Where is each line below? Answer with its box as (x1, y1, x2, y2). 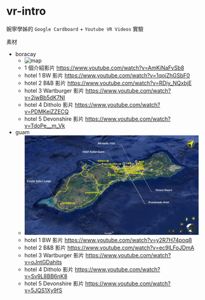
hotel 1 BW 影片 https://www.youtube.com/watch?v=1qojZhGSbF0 (24, 71, 190, 79)
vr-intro (6, 4, 46, 18)
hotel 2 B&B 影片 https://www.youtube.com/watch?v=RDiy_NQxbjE (24, 79, 192, 87)
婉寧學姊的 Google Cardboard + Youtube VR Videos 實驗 (6, 25, 144, 32)
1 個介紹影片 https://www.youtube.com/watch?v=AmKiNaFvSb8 (24, 64, 184, 71)
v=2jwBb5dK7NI (24, 93, 65, 101)
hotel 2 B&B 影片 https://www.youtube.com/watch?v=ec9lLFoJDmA (24, 244, 195, 251)
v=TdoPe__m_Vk (24, 122, 65, 129)
